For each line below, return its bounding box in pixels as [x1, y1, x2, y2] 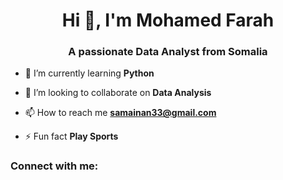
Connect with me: [10, 159, 99, 173]
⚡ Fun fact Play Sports [24, 130, 119, 143]
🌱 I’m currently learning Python [24, 67, 155, 79]
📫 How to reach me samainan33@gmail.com [24, 107, 217, 119]
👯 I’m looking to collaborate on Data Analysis [24, 87, 212, 99]
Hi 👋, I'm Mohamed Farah [61, 9, 275, 32]
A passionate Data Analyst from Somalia [68, 45, 268, 59]
